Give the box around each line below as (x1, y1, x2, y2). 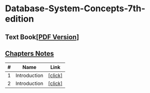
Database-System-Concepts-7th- (5, 3, 146, 14)
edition (5, 13, 34, 24)
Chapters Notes (5, 49, 54, 58)
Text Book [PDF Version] (5, 33, 79, 41)
